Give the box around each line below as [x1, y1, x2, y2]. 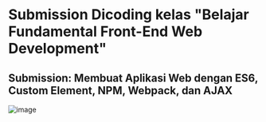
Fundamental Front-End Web [8, 22, 203, 41]
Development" [8, 40, 108, 57]
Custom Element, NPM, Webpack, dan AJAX [8, 84, 233, 97]
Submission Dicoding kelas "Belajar [8, 6, 249, 24]
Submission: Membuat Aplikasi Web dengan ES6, [8, 71, 259, 85]
